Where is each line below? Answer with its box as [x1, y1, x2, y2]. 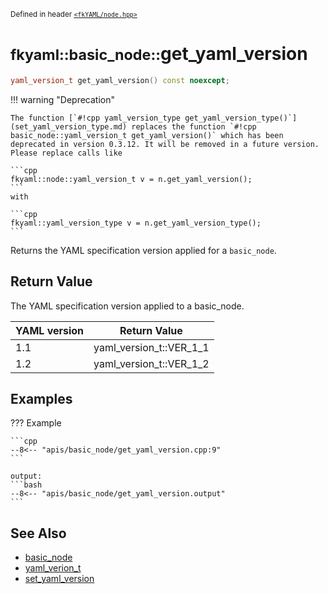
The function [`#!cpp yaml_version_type [10, 113, 182, 123]
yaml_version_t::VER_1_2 [93, 356, 210, 370]
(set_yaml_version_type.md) [10, 121, 128, 132]
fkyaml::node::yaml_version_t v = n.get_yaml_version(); [10, 174, 253, 184]
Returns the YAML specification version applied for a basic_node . [10, 244, 277, 256]
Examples [10, 391, 73, 408]
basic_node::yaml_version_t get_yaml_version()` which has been [10, 130, 284, 140]
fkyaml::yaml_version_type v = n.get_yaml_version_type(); [10, 218, 262, 228]
